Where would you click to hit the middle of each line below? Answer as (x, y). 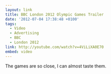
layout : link (19, 10)
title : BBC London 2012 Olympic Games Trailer (54, 14)
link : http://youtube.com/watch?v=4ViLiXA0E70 (54, 47)
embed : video (19, 51)
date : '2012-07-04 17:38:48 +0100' (42, 19)
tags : (11, 24)
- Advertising (24, 33)
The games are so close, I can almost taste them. (56, 66)
